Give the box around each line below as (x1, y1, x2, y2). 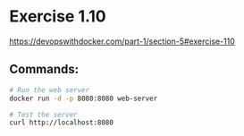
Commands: (9, 62, 80, 77)
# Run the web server (9, 85, 90, 95)
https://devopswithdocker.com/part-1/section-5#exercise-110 (9, 36, 235, 47)
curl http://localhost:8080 (9, 118, 114, 127)
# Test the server (9, 110, 78, 119)
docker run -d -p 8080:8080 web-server (9, 94, 158, 103)
